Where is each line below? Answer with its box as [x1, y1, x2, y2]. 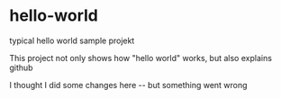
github [9, 62, 33, 73]
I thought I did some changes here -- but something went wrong [9, 79, 248, 90]
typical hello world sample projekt [9, 35, 135, 46]
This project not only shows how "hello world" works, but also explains [9, 52, 273, 63]
